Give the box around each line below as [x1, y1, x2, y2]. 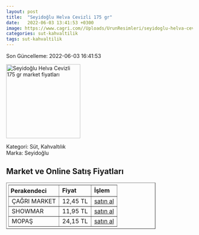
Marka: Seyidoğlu [6, 149, 49, 156]
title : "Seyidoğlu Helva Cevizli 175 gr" [6, 14, 113, 20]
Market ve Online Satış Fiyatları [6, 166, 124, 176]
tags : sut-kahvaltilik [6, 36, 62, 42]
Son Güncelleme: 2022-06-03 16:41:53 [6, 53, 102, 59]
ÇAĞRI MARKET [11, 197, 56, 205]
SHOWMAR [11, 207, 44, 215]
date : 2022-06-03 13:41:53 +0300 [6, 20, 94, 25]
